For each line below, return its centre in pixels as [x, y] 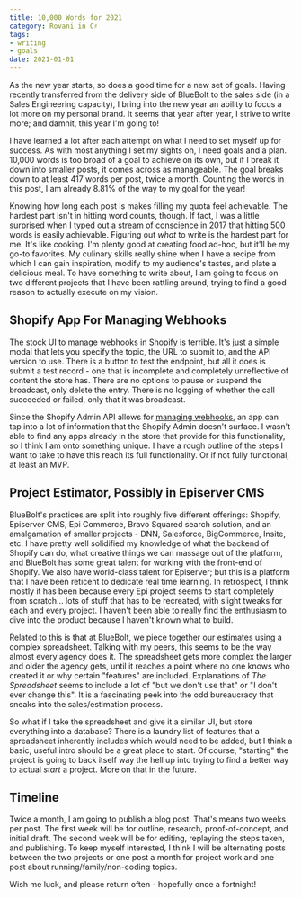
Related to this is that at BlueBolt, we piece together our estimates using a [146, 637]
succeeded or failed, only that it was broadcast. [97, 399]
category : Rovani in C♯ [54, 26]
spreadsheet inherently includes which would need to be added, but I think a [151, 741]
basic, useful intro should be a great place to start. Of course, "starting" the [149, 750]
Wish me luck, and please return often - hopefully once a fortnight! [133, 885]
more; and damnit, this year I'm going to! [84, 123]
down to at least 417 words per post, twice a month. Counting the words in [147, 179]
